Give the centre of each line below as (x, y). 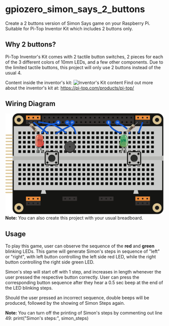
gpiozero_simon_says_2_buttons (75, 9)
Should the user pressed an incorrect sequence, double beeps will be (77, 298)
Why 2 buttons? (31, 45)
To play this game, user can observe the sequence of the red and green (80, 246)
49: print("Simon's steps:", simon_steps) (47, 318)
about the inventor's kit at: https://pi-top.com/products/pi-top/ (70, 88)
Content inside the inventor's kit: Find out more (79, 82)
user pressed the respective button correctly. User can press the (72, 277)
